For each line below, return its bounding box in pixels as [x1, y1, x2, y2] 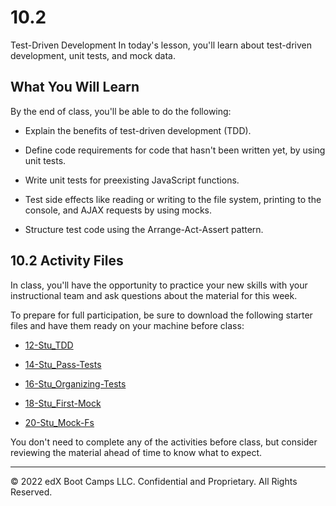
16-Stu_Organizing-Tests [24, 377, 127, 390]
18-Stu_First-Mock [24, 397, 102, 409]
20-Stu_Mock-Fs [24, 416, 95, 428]
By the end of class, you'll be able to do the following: [10, 105, 232, 117]
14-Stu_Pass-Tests [24, 358, 102, 370]
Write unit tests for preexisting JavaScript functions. [24, 174, 240, 186]
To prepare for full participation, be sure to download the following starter [10, 309, 313, 321]
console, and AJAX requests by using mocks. [24, 204, 213, 216]
